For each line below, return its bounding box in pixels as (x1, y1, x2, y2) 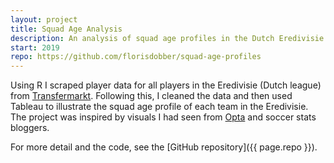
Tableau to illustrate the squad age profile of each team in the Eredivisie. (10, 101, 309, 113)
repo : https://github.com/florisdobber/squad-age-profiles (10, 52, 262, 62)
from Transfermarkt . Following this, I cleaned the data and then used (10, 90, 293, 102)
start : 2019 (10, 42, 60, 53)
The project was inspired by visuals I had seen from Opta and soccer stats (10, 111, 317, 123)
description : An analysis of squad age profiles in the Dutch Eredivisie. (10, 33, 329, 43)
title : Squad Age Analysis (10, 24, 123, 34)
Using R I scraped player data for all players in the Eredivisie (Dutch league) (10, 79, 322, 91)
